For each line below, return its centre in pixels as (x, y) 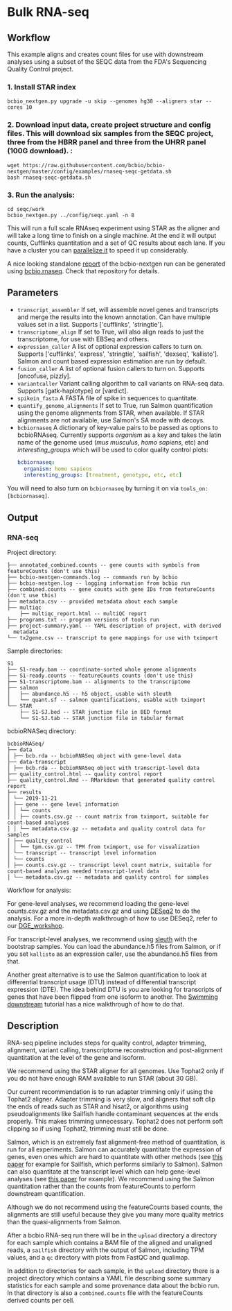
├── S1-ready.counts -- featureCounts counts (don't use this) (100, 676)
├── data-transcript (37, 762)
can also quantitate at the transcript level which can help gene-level (104, 1171)
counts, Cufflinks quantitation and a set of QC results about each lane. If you (116, 243)
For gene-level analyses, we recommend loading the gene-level (98, 904)
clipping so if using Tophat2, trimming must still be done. (88, 1129)
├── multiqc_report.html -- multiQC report (83, 614)
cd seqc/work (26, 209)
